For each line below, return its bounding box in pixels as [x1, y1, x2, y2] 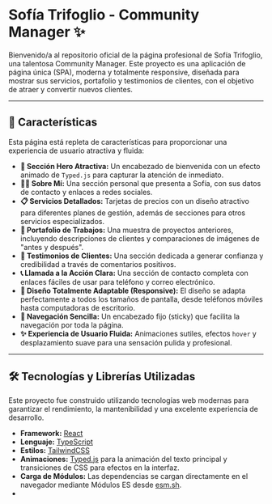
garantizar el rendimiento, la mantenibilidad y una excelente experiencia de [8, 404, 259, 413]
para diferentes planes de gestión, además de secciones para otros [19, 208, 245, 218]
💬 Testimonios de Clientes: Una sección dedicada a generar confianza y [19, 251, 264, 260]
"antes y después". [19, 242, 84, 252]
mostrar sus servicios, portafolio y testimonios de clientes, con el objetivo [8, 75, 254, 86]
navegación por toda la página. [19, 320, 124, 329]
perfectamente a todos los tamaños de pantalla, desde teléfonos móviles [19, 294, 263, 304]
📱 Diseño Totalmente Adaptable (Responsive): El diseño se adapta [19, 286, 246, 295]
